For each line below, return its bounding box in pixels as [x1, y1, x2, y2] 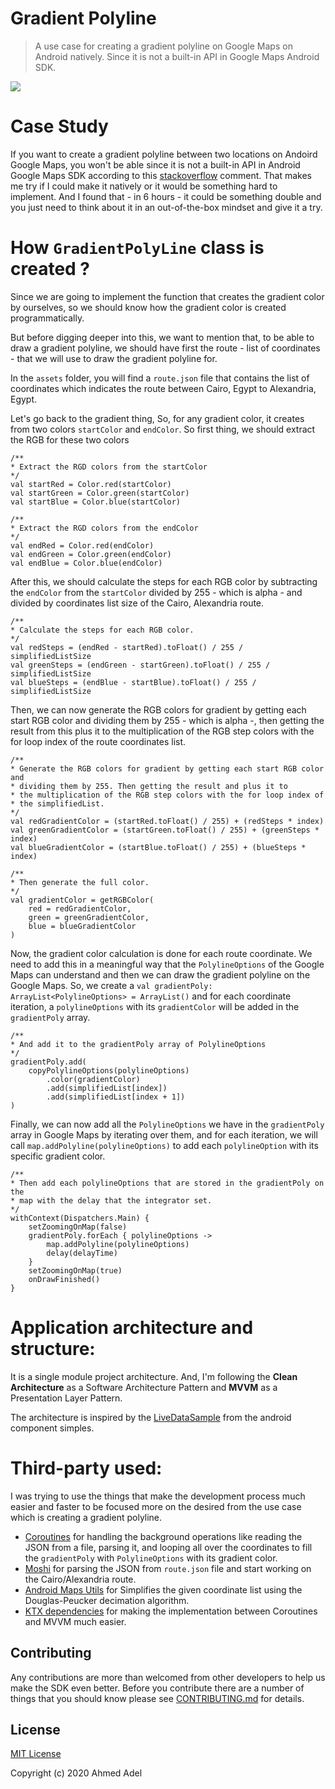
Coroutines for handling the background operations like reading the [24, 1530, 303, 1542]
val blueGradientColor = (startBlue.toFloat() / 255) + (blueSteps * [10, 842, 307, 852]
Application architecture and [10, 1317, 254, 1339]
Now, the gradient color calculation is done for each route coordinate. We [10, 947, 313, 959]
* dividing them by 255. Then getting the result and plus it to [10, 781, 288, 791]
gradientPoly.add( [10, 1057, 87, 1067]
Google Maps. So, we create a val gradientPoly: [10, 979, 213, 991]
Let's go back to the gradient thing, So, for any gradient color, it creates [10, 412, 305, 424]
